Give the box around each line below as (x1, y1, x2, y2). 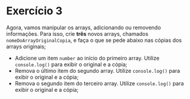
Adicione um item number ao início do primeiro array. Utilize (14, 54, 160, 61)
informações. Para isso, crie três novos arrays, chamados (6, 30, 149, 37)
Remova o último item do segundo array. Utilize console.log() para (14, 67, 180, 74)
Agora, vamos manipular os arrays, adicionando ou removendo (6, 24, 161, 31)
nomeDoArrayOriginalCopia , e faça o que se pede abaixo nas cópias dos (6, 36, 182, 44)
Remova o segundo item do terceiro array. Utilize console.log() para (14, 79, 184, 87)
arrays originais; (6, 43, 46, 50)
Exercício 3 (6, 4, 63, 18)
